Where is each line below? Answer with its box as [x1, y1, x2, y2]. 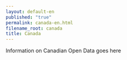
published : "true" [5, 14, 52, 20]
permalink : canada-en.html [5, 20, 73, 26]
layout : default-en [5, 8, 55, 15]
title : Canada [5, 31, 42, 37]
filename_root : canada [5, 25, 63, 31]
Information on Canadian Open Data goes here [5, 47, 122, 54]
